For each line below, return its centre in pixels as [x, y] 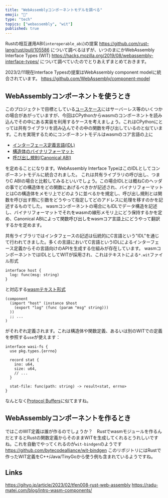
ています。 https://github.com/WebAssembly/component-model [84, 79]
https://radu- [145, 485]
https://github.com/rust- [124, 44]
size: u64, [26, 368]
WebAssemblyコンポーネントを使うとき [68, 96]
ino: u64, [25, 364]
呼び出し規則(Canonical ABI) [42, 157]
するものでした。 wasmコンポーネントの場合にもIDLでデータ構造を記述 [83, 206]
